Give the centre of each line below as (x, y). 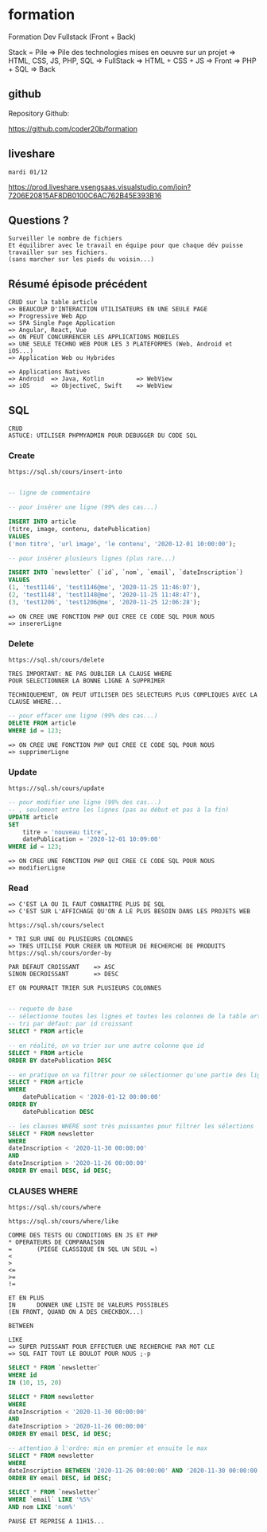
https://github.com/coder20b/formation (73, 128)
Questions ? (39, 220)
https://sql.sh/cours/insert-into (66, 472)
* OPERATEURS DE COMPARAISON (56, 1243)
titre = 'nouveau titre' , (66, 832)
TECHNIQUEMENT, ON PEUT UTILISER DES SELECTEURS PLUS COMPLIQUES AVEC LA (133, 695)
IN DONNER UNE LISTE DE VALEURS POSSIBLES (89, 1305)
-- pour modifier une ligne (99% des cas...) (85, 803)
